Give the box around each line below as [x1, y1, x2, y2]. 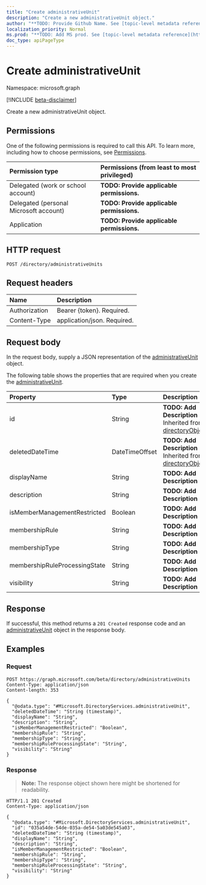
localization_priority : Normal [6, 26, 86, 33]
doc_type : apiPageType [6, 37, 64, 44]
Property [9, 393, 36, 402]
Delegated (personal [9, 199, 69, 207]
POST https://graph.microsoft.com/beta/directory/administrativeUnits [6, 676, 191, 683]
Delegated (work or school [9, 181, 86, 190]
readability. [21, 786, 50, 793]
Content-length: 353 [6, 687, 59, 693]
